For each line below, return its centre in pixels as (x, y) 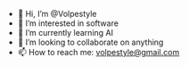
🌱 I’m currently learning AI (66, 33)
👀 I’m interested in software (68, 23)
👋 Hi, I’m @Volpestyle (57, 14)
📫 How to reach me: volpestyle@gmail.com (99, 52)
